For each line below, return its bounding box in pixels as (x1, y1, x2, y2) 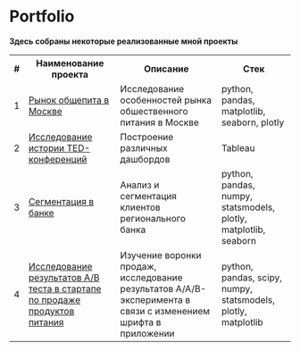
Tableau (221, 141, 255, 154)
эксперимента (120, 293, 183, 305)
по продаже (28, 293, 81, 305)
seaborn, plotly (221, 116, 285, 129)
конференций (28, 153, 87, 165)
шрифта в (120, 315, 162, 328)
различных (120, 141, 168, 154)
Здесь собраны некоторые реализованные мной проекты (9, 36, 238, 46)
